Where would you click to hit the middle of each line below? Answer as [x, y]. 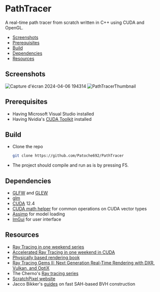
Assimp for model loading [39, 214]
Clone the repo [28, 147]
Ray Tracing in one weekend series [48, 247]
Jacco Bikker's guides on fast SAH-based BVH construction [74, 284]
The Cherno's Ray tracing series [45, 273]
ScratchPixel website [34, 279]
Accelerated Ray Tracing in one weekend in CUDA [64, 252]
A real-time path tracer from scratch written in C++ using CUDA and [75, 22]
